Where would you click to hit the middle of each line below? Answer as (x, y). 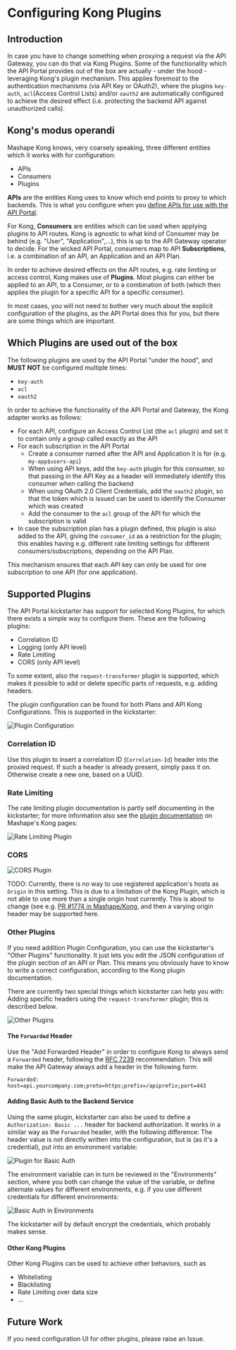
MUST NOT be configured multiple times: (67, 367)
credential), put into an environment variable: (73, 1147)
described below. (32, 1006)
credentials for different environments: (63, 1197)
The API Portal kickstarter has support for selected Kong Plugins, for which (116, 611)
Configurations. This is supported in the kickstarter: (82, 712)
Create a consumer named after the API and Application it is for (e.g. (127, 454)
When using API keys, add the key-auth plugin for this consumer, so (126, 468)
